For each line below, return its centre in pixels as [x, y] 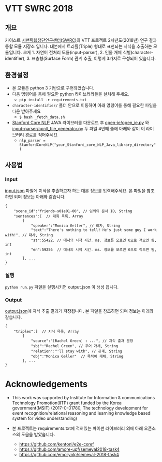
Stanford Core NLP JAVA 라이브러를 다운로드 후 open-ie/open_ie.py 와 [81, 123]
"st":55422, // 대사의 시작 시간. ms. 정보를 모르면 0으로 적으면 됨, [94, 240]
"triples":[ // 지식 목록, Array [46, 332]
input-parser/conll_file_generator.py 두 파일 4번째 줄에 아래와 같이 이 [78, 128]
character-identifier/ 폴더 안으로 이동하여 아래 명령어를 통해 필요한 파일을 [84, 105]
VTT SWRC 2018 [39, 9]
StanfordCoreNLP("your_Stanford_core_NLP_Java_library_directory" [88, 145]
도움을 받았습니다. [38, 435]
